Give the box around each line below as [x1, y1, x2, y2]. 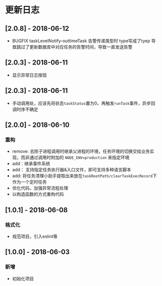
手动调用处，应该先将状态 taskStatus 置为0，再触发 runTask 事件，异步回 [12, 100, 156, 106]
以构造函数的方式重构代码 [12, 191, 64, 197]
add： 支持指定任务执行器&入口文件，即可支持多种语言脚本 [12, 167, 131, 173]
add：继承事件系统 [12, 161, 50, 167]
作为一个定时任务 [12, 179, 47, 185]
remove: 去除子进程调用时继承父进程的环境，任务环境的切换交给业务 [12, 148, 150, 154]
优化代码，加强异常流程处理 [12, 185, 69, 191]
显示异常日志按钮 [12, 72, 47, 78]
